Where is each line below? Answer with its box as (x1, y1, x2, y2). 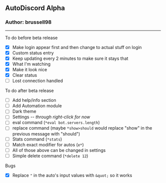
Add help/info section (12, 97, 56, 103)
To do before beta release (5, 35, 58, 41)
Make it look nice (12, 66, 47, 72)
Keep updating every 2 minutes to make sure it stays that (12, 55, 128, 61)
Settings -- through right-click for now (12, 114, 90, 120)
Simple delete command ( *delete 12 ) (12, 153, 88, 159)
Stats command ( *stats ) (12, 136, 62, 142)
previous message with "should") (12, 131, 81, 137)
